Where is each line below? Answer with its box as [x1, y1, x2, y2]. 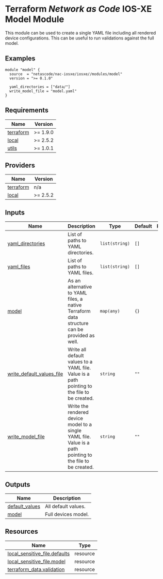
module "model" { [5, 67, 40, 72]
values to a [67, 358, 93, 365]
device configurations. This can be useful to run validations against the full [5, 35, 154, 41]
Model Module [5, 14, 65, 25]
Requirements [5, 106, 49, 115]
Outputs [5, 480, 31, 488]
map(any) [100, 309, 120, 314]
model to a [67, 421, 92, 428]
